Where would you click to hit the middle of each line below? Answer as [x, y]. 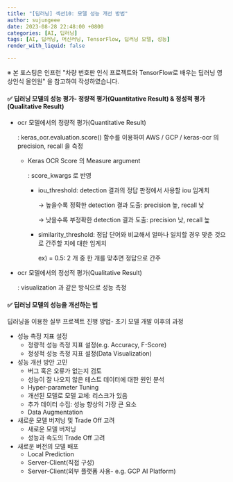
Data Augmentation [55, 412]
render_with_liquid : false [46, 46]
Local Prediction [51, 454]
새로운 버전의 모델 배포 [48, 447]
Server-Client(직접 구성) [61, 463]
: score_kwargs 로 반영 [59, 176]
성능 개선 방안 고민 [42, 363]
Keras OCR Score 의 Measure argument [84, 161]
